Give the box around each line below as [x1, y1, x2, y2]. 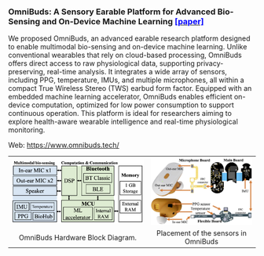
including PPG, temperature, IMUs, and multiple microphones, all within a [8, 75, 245, 85]
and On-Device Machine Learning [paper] [42, 16, 204, 27]
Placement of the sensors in [156, 229, 247, 238]
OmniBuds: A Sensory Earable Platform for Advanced [8, 6, 216, 17]
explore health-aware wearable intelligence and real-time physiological [8, 117, 238, 127]
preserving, [8, 67, 46, 77]
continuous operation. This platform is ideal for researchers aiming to [8, 109, 232, 118]
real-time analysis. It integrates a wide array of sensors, [46, 67, 228, 77]
